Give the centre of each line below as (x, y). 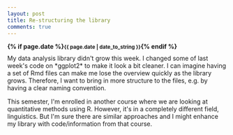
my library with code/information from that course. (80, 124)
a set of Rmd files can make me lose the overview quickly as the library (110, 73)
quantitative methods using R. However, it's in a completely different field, (113, 109)
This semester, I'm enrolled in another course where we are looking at (107, 101)
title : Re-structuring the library (59, 20)
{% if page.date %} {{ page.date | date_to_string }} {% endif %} (92, 47)
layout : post (26, 14)
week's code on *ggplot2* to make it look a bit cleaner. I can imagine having (117, 66)
